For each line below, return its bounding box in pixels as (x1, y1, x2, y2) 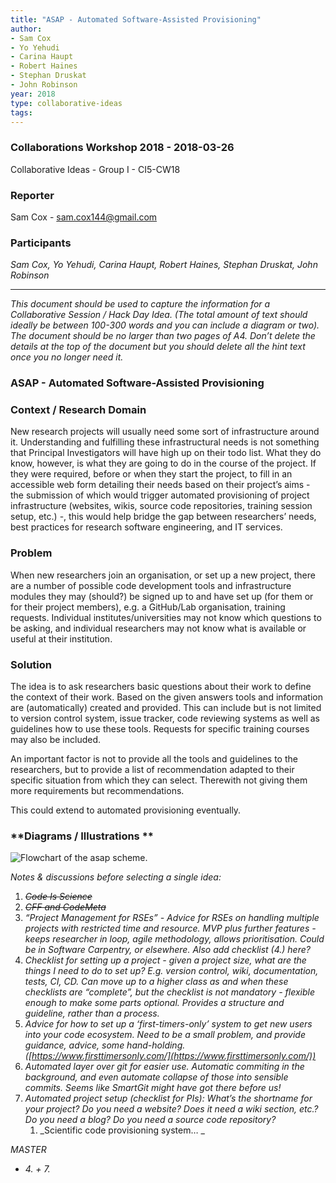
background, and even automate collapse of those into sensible (24, 1071, 289, 1083)
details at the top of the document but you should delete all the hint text (10, 341, 306, 353)
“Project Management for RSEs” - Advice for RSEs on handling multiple (24, 912, 320, 924)
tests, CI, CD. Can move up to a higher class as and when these (24, 976, 289, 988)
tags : (10, 107, 33, 118)
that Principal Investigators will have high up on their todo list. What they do (10, 447, 322, 459)
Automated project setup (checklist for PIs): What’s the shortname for (24, 1092, 313, 1105)
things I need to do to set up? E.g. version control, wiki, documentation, (24, 965, 319, 977)
